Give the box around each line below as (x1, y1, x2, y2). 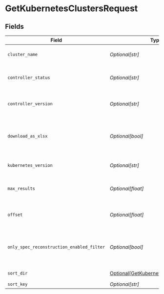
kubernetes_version (7, 163, 53, 168)
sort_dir (7, 271, 28, 276)
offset (7, 212, 23, 217)
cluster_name (7, 52, 38, 57)
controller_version (7, 101, 53, 106)
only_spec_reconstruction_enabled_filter (7, 244, 105, 250)
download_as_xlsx (7, 134, 48, 139)
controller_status (7, 75, 50, 80)
